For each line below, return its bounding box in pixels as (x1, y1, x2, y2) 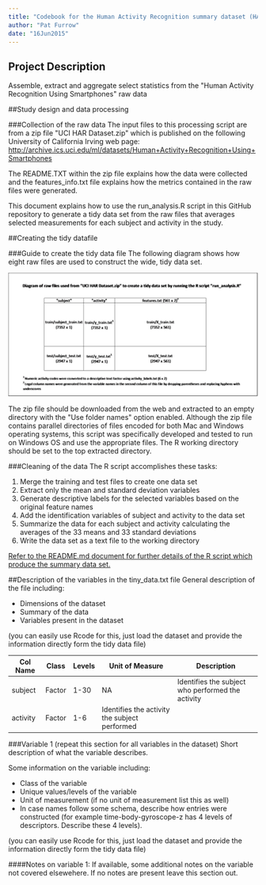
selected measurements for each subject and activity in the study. (8, 218, 224, 227)
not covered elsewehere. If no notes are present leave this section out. (8, 868, 238, 877)
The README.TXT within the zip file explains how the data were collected (8, 169, 248, 178)
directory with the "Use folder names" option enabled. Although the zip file (8, 413, 253, 422)
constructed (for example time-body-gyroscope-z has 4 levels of (19, 812, 233, 822)
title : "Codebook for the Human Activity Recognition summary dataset (8, 13, 246, 21)
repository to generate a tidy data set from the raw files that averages (8, 210, 235, 219)
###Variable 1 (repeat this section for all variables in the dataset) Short (8, 739, 239, 749)
